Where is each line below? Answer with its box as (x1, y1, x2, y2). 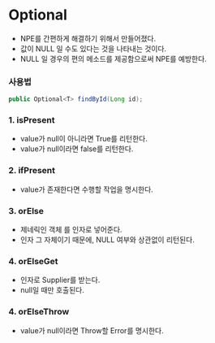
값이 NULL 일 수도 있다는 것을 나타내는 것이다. (19, 43, 167, 54)
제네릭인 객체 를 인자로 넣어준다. (19, 225, 123, 234)
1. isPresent (8, 115, 55, 126)
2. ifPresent (8, 165, 55, 176)
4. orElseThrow (8, 306, 70, 318)
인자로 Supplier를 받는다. (19, 275, 101, 285)
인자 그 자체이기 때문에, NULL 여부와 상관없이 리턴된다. (19, 235, 195, 245)
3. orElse (8, 205, 45, 216)
